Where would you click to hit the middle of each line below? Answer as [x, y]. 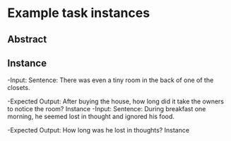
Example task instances [79, 13]
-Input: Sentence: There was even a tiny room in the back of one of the [111, 80]
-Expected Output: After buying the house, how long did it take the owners [116, 101]
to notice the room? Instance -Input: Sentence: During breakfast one [107, 109]
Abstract [27, 39]
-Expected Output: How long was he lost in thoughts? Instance [98, 130]
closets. [19, 88]
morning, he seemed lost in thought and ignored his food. [91, 117]
